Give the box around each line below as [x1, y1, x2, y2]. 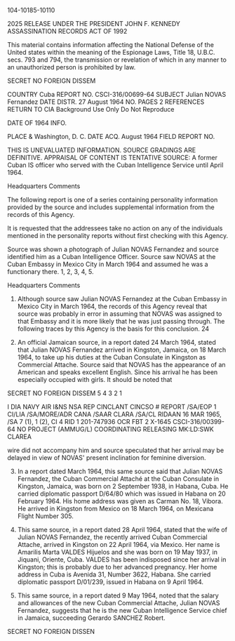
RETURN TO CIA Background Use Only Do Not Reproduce [7, 105, 175, 113]
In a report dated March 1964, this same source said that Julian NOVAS [17, 467, 223, 475]
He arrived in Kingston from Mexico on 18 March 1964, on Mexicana [17, 505, 214, 513]
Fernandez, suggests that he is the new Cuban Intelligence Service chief [17, 607, 228, 614]
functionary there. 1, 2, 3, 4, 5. [7, 267, 94, 276]
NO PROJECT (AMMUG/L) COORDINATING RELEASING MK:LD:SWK [16, 425, 214, 433]
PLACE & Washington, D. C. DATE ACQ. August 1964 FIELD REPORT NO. [7, 133, 215, 140]
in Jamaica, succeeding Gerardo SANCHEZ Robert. [17, 614, 166, 622]
